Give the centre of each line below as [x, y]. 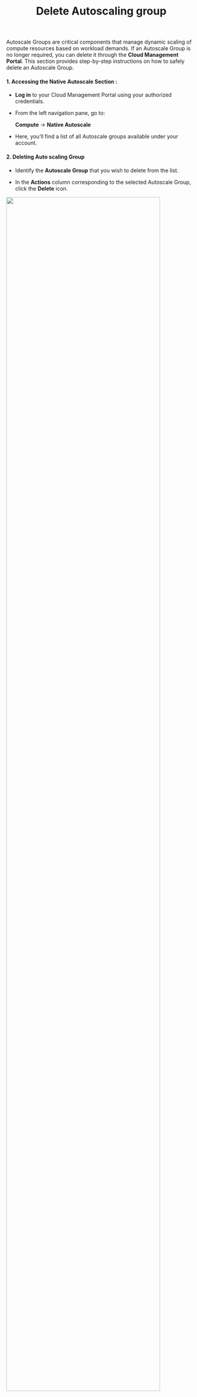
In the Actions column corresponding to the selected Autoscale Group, [103, 182]
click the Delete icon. [41, 188]
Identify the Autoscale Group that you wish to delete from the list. [97, 170]
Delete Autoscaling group [101, 11]
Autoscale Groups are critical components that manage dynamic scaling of [99, 42]
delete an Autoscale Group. [40, 68]
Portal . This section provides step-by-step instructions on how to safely [95, 61]
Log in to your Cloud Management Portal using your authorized [93, 95]
